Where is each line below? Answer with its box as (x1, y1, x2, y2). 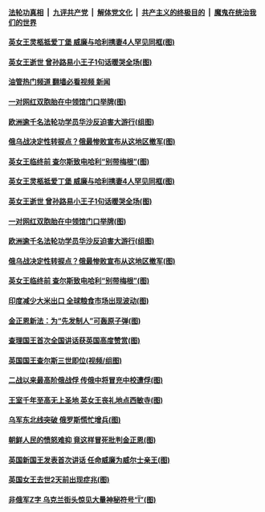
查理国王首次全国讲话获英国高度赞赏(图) (8, 336, 141, 346)
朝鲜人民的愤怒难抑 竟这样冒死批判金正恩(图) (8, 435, 157, 445)
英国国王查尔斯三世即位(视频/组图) (8, 355, 122, 365)
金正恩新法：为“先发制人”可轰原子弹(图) (8, 316, 141, 326)
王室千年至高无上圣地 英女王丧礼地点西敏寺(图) (8, 395, 163, 405)
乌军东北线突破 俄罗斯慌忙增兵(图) (8, 415, 121, 425)
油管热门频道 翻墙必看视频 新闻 (8, 77, 111, 87)
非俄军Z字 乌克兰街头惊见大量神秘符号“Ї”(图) (8, 494, 157, 504)
